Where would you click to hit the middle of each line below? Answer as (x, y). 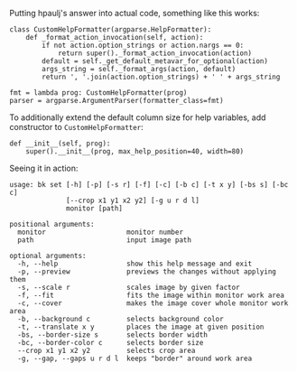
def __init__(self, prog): (60, 144)
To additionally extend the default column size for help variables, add (138, 117)
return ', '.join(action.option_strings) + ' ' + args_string (161, 77)
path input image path (105, 240)
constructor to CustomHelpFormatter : (77, 127)
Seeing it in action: (44, 168)
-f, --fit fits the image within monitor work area (151, 295)
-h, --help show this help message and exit (135, 264)
